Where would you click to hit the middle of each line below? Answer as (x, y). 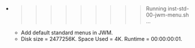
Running (156, 9)
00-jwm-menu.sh (167, 15)
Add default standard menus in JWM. (67, 33)
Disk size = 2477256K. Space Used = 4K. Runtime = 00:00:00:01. (101, 39)
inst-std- (178, 9)
